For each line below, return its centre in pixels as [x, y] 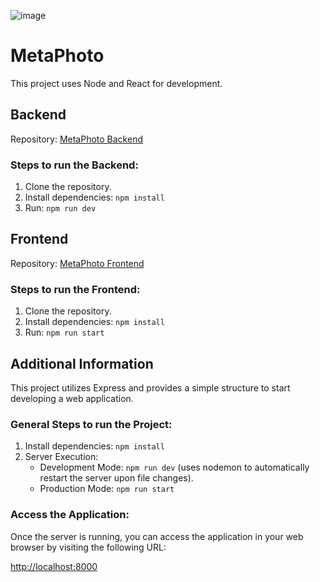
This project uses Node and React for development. [116, 83]
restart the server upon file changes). [116, 478]
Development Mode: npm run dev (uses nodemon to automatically [174, 467]
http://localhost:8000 [54, 566]
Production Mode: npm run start [107, 489]
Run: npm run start [64, 332]
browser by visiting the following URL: [88, 547]
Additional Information [82, 363]
